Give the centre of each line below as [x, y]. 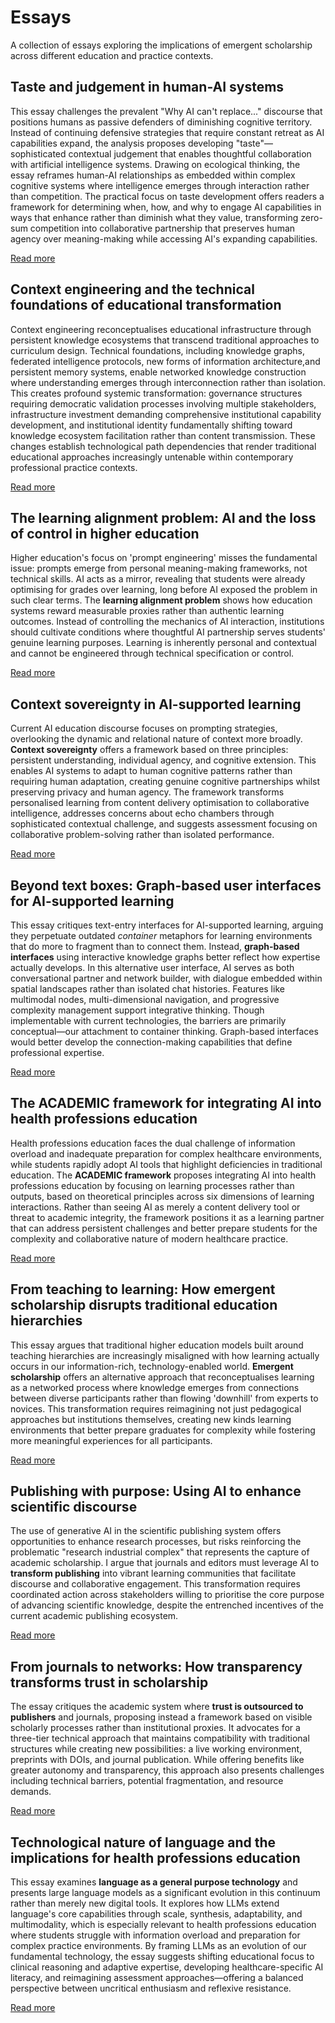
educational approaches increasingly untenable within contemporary [152, 457]
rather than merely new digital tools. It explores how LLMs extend [145, 1903]
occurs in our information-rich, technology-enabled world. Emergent [152, 1366]
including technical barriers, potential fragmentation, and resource [147, 1781]
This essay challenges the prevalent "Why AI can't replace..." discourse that [166, 111]
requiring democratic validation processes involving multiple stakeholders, [163, 403]
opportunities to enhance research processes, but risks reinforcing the [156, 1542]
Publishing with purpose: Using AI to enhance [156, 1491]
